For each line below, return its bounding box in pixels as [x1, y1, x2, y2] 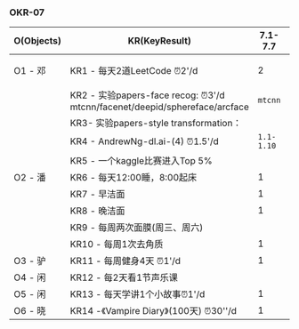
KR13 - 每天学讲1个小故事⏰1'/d [69, 288, 206, 301]
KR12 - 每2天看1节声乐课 [69, 271, 178, 284]
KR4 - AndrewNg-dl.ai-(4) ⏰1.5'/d [69, 135, 220, 148]
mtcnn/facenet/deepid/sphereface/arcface [69, 100, 249, 113]
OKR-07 [9, 6, 44, 19]
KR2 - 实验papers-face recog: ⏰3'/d [69, 89, 225, 101]
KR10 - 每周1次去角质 [69, 238, 164, 251]
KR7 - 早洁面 [69, 189, 125, 201]
